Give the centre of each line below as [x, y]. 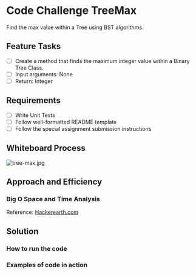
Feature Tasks [34, 46]
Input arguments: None [44, 74]
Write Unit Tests [35, 115]
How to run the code [37, 248]
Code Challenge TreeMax [72, 11]
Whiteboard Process [46, 148]
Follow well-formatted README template [66, 122]
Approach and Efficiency [54, 182]
